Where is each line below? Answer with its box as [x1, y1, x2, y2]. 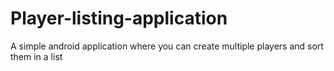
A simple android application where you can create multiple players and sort [10, 40, 324, 52]
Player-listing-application [10, 7, 228, 30]
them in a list [10, 50, 63, 62]
